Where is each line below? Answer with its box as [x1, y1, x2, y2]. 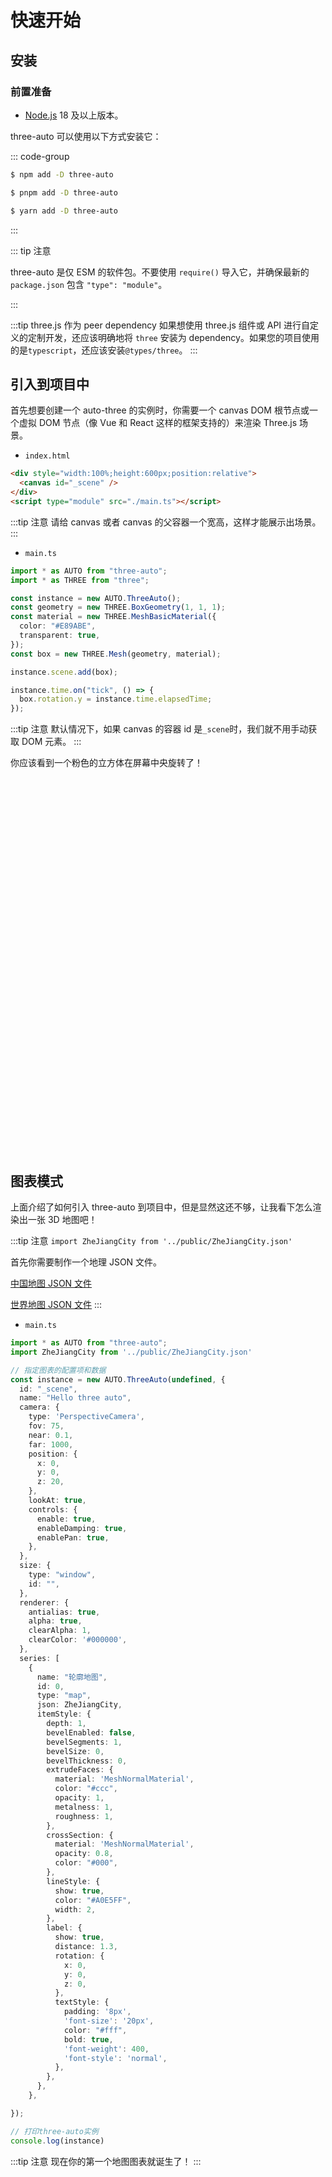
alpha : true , [28, 1616, 83, 1626]
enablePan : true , [36, 1532, 110, 1543]
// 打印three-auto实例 [10, 2126, 99, 2136]
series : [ [19, 1653, 60, 1663]
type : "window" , [28, 1570, 97, 1580]
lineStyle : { [46, 1876, 101, 1886]
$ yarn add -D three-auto [10, 206, 118, 216]
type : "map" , [36, 1691, 92, 1701]
